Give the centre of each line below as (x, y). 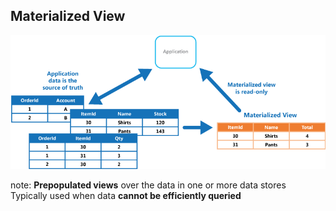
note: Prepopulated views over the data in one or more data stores (148, 185)
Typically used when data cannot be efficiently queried (126, 195)
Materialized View (68, 16)
